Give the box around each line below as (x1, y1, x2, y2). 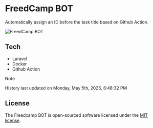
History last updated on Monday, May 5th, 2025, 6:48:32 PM (5, 85, 127, 91)
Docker (12, 61, 27, 66)
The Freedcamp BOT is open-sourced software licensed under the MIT (5, 112, 148, 118)
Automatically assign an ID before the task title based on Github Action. (5, 19, 149, 25)
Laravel (12, 56, 27, 62)
